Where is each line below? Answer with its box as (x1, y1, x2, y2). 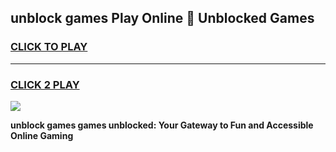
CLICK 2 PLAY (10, 77, 80, 91)
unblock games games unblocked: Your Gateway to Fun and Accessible (10, 119, 314, 131)
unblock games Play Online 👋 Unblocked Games (10, 10, 315, 27)
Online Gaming (10, 129, 74, 141)
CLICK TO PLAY (10, 40, 88, 54)
